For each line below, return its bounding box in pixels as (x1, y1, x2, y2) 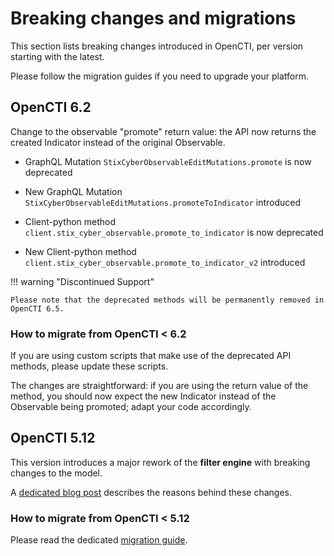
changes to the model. (10, 467, 103, 479)
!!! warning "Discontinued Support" (10, 275, 155, 287)
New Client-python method (24, 245, 137, 257)
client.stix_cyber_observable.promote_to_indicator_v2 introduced (24, 256, 306, 268)
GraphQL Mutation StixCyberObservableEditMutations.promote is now (24, 155, 312, 167)
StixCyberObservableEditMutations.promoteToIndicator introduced (24, 196, 302, 208)
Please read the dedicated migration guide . (10, 534, 188, 546)
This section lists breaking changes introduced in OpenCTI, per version (10, 40, 304, 52)
